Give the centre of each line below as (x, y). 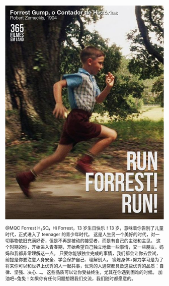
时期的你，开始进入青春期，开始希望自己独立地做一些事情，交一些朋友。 (84, 247)
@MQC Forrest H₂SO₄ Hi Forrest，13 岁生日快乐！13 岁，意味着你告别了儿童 (84, 228)
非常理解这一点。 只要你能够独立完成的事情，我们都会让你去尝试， (92, 253)
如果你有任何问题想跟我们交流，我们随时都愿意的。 (83, 278)
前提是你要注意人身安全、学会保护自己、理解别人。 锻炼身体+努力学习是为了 (84, 260)
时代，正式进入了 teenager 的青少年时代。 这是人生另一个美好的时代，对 (80, 235)
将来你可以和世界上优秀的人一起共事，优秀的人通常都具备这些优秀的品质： (82, 266)
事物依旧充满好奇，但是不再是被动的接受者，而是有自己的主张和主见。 (82, 241)
